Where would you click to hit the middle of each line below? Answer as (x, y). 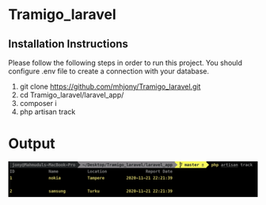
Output (32, 144)
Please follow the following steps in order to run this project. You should (125, 63)
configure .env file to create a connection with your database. (109, 71)
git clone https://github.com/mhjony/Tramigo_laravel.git (110, 86)
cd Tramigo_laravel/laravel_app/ (72, 95)
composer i (38, 103)
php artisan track (47, 112)
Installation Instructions (68, 44)
